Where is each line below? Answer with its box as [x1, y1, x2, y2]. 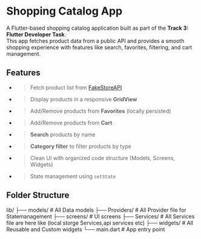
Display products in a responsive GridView [30, 95, 137, 103]
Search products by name [30, 130, 96, 138]
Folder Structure [6, 190, 70, 201]
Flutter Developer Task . [6, 30, 67, 38]
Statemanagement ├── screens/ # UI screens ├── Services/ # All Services [6, 212, 195, 220]
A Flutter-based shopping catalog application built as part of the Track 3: [6, 24, 189, 32]
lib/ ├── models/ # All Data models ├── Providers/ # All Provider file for [6, 206, 186, 214]
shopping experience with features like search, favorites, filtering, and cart [6, 44, 193, 51]
